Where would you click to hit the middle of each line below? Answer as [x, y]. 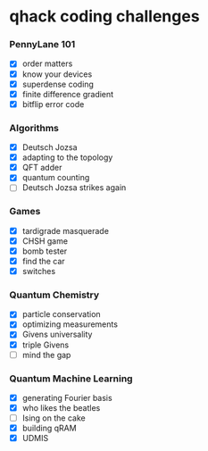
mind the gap [46, 355]
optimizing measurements [70, 324]
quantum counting [56, 178]
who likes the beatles [61, 407]
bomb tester [45, 251]
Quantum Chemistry [54, 295]
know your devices [57, 74]
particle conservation [61, 314]
